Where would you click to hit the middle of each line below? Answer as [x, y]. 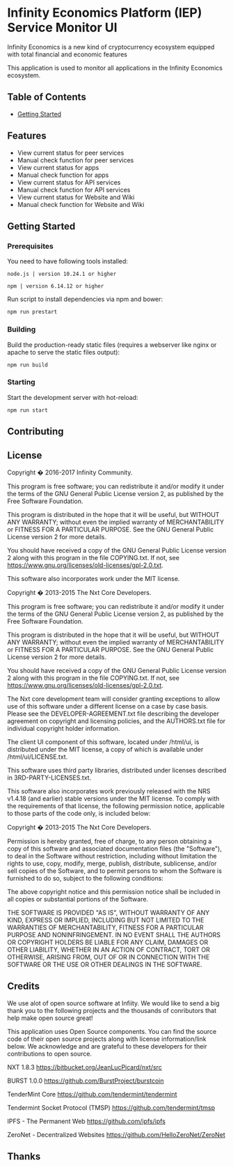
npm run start [28, 410]
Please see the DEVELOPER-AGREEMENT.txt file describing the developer [113, 714]
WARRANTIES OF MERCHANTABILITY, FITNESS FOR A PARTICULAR [105, 927]
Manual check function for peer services [75, 160]
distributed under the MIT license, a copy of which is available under [105, 750]
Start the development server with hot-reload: [73, 397]
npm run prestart [32, 312]
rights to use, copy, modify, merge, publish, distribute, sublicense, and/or [112, 864]
